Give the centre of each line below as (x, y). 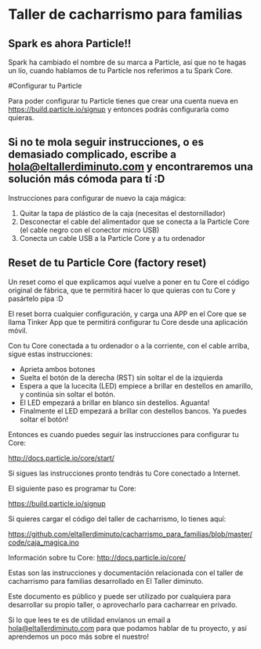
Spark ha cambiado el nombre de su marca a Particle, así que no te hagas (127, 62)
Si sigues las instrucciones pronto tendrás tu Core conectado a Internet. (124, 473)
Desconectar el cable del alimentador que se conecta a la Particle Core (134, 221)
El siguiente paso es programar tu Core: (72, 488)
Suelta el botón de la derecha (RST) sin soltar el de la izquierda (121, 377)
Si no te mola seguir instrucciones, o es (106, 142)
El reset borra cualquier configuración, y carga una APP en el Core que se (127, 314)
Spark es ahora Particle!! (70, 44)
